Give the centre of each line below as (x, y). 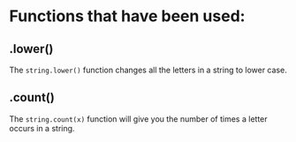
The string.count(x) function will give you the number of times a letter (138, 119)
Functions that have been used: (127, 16)
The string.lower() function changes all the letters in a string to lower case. (148, 70)
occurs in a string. (42, 128)
